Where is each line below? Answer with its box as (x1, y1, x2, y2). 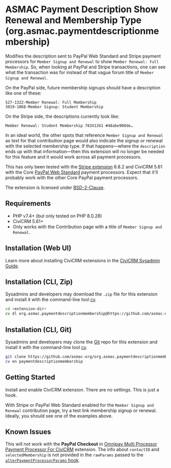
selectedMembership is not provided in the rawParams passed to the (5, 452, 144, 458)
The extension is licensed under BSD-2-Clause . (5, 184, 105, 190)
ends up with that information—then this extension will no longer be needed (5, 148, 164, 154)
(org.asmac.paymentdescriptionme (5, 26, 159, 37)
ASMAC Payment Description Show (5, 4, 159, 15)
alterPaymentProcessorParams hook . (5, 457, 80, 463)
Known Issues (5, 427, 51, 436)
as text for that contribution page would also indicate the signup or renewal (5, 137, 163, 143)
